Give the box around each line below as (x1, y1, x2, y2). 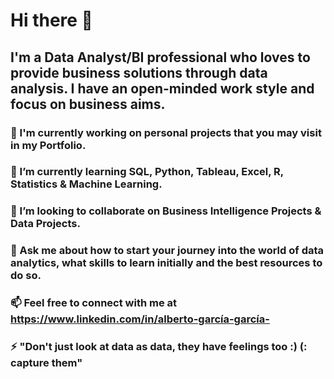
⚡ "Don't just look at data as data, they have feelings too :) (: (10, 340, 308, 354)
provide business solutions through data (10, 64, 268, 81)
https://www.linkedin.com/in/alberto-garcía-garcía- (10, 312, 270, 326)
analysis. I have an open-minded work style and (10, 80, 315, 97)
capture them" (10, 356, 83, 370)
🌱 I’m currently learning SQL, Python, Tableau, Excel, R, (10, 165, 284, 179)
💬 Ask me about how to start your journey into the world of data (10, 244, 325, 258)
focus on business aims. (10, 95, 166, 113)
